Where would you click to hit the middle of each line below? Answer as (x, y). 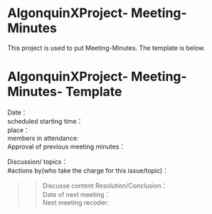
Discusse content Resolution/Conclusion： (105, 186)
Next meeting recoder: (75, 202)
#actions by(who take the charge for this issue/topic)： (88, 170)
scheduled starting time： (45, 121)
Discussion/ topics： (38, 161)
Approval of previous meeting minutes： (67, 146)
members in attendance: (43, 138)
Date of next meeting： (76, 194)
